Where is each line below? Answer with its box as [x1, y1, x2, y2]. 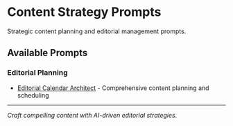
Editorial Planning [7, 68, 68, 78]
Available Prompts [7, 47, 88, 59]
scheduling [17, 91, 50, 99]
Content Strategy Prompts [7, 4, 162, 20]
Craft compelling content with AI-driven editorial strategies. [7, 111, 178, 119]
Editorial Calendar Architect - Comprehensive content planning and [17, 84, 209, 92]
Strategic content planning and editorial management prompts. [7, 27, 187, 35]
